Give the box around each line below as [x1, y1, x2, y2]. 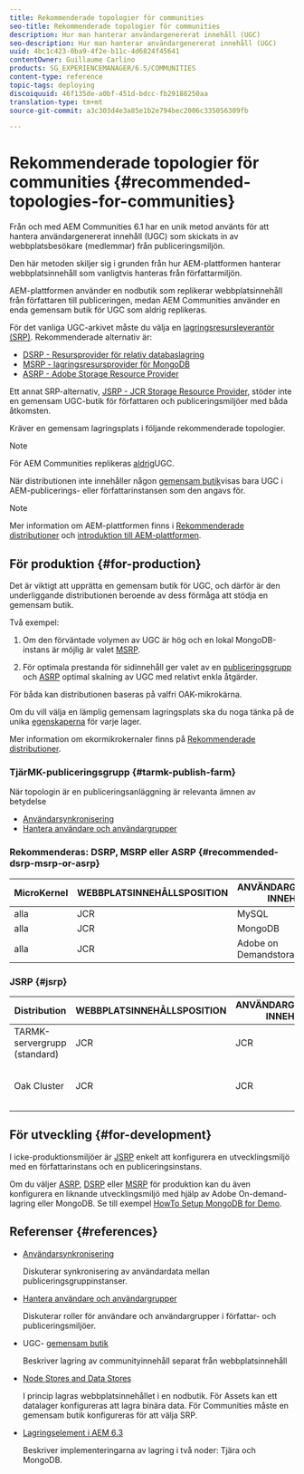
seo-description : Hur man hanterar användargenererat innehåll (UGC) [9, 38, 278, 48]
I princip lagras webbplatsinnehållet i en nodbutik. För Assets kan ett [22, 1390, 278, 1401]
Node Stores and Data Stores [22, 1373, 132, 1383]
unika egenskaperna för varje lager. [9, 717, 142, 727]
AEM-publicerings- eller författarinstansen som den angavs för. [9, 486, 246, 496]
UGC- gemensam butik [22, 1337, 109, 1348]
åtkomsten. [9, 405, 52, 417]
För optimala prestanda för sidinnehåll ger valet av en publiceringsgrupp [22, 662, 292, 672]
